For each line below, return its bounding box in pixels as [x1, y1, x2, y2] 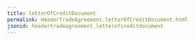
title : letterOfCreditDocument [7, 9, 96, 17]
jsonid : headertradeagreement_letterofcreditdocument [7, 22, 164, 29]
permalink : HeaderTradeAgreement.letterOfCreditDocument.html [7, 16, 188, 23]
